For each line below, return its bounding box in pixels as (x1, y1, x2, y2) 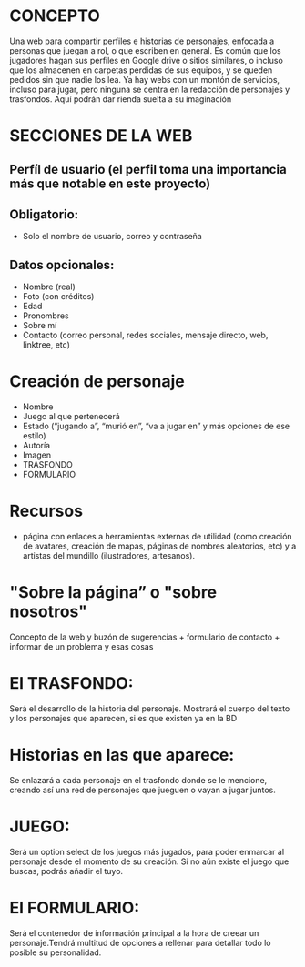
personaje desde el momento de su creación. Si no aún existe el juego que (9, 856, 290, 867)
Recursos (9, 501, 84, 521)
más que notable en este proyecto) (9, 176, 211, 191)
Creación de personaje (9, 371, 185, 392)
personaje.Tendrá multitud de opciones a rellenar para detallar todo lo (9, 937, 271, 948)
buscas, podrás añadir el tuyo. (9, 865, 124, 876)
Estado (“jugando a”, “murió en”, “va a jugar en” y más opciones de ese (22, 420, 290, 432)
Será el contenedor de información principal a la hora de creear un (9, 927, 259, 938)
